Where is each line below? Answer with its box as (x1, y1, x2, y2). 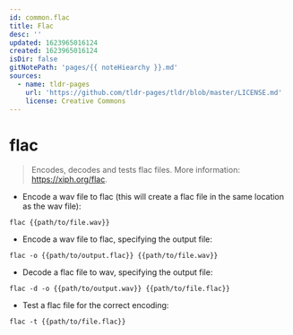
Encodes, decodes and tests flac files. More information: (30, 165, 240, 176)
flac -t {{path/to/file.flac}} (9, 317, 126, 327)
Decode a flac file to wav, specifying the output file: (22, 267, 213, 278)
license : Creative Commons (25, 96, 126, 106)
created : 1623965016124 (9, 47, 99, 56)
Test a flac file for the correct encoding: (22, 300, 169, 311)
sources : (9, 72, 42, 81)
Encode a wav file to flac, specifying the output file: (22, 234, 212, 245)
